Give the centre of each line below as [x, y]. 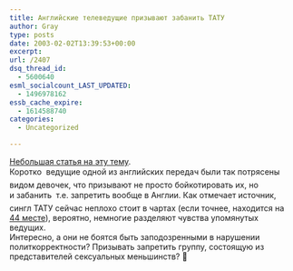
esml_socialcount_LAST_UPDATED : [70, 85]
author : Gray [34, 26]
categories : [32, 119]
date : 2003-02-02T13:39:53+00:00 [73, 43]
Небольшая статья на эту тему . [70, 161]
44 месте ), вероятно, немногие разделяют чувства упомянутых [134, 218]
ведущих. [28, 227]
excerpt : [26, 52]
